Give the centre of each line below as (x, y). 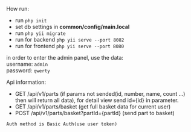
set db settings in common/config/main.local (72, 27)
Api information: (26, 82)
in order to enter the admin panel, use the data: (65, 58)
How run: (18, 9)
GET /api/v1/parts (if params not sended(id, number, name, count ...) (100, 94)
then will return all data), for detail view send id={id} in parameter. (97, 100)
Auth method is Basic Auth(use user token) (62, 124)
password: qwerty (28, 71)
